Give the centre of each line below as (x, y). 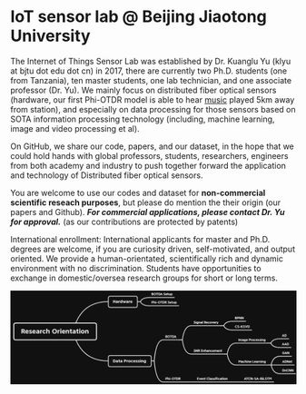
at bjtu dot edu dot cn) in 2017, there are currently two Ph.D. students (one (149, 71)
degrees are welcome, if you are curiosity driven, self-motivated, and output (153, 249)
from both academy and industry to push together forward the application (148, 165)
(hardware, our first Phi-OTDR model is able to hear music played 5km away (153, 99)
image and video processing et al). (75, 128)
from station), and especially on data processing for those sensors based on (153, 109)
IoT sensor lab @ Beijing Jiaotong (138, 17)
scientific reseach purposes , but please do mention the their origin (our (146, 202)
